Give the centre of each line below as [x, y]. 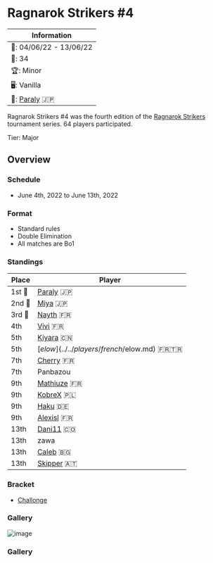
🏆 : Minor [26, 70]
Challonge [32, 500]
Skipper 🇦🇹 [57, 464]
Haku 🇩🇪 [53, 406]
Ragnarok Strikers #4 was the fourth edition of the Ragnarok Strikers [106, 116]
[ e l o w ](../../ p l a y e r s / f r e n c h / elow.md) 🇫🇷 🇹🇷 [110, 349]
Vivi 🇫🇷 [51, 327]
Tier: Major [23, 137]
